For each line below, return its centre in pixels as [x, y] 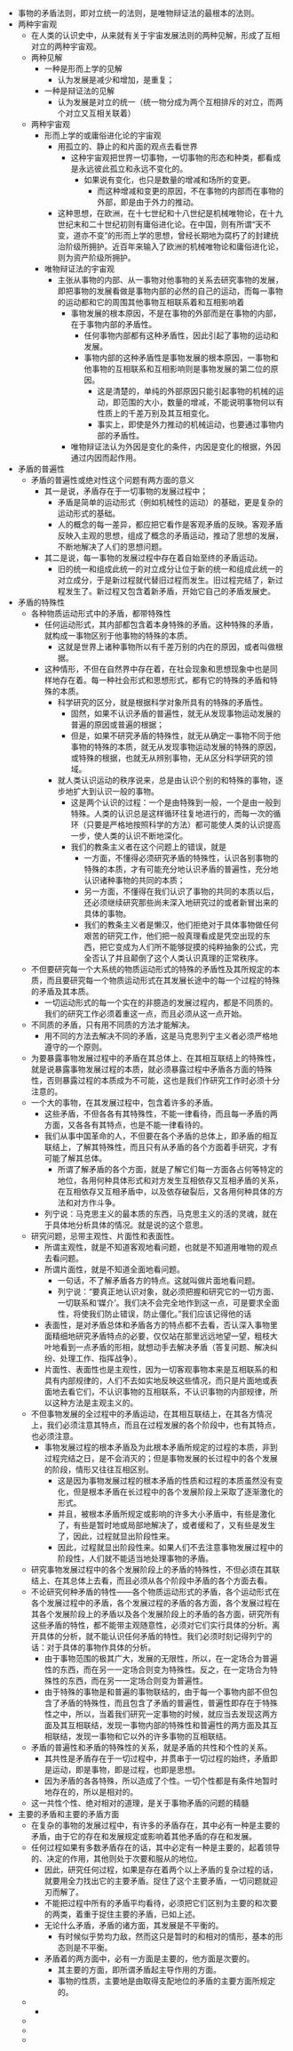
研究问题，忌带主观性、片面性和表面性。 [105, 1236]
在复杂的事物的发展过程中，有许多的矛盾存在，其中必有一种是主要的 [155, 1825]
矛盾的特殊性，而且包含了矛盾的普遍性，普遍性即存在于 [161, 1703]
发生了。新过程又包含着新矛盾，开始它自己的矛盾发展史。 [170, 591]
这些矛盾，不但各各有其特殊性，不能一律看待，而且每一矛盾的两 [161, 1114]
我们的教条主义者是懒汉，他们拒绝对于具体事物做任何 [181, 925]
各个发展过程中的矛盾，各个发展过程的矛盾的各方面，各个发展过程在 [155, 1603]
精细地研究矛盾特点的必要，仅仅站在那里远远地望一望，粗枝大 [165, 1336]
